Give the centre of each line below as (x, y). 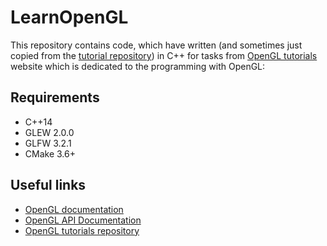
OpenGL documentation (74, 209)
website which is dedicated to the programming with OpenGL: (138, 66)
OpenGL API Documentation (83, 220)
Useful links (48, 185)
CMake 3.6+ (50, 153)
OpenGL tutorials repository (82, 230)
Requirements (55, 97)
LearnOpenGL (69, 17)
